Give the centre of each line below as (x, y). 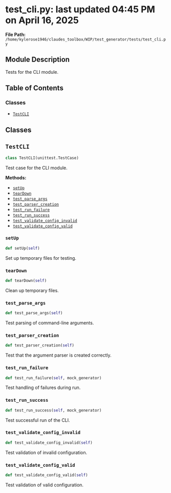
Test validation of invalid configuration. (46, 453)
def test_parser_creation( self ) (40, 345)
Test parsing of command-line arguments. (50, 323)
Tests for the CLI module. (32, 72)
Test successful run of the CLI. (38, 420)
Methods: (16, 177)
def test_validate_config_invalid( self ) (49, 443)
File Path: (16, 34)
